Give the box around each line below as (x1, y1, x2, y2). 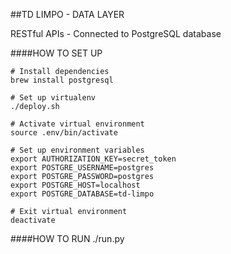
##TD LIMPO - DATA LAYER (10, 9, 125, 20)
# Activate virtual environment (10, 119, 145, 129)
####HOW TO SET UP (10, 47, 103, 59)
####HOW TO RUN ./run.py (10, 233, 125, 244)
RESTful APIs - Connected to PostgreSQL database (10, 28, 222, 39)
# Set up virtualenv (10, 93, 97, 103)
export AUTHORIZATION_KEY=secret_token (10, 154, 177, 164)
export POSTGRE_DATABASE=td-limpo (10, 189, 155, 199)
